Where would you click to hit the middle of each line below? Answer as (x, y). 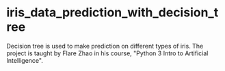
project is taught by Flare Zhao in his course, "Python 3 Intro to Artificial (107, 53)
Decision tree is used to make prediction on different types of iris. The (105, 46)
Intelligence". (25, 60)
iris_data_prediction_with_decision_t (112, 13)
